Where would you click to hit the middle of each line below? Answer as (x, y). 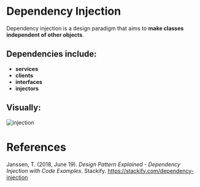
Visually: (24, 108)
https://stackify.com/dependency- (151, 170)
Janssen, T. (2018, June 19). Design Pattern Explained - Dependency (94, 164)
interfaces (29, 82)
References (36, 147)
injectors (27, 88)
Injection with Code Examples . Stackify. (56, 170)
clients (24, 75)
